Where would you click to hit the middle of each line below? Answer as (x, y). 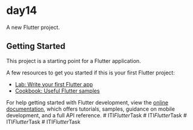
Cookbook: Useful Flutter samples (57, 91)
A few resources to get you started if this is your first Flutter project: (90, 73)
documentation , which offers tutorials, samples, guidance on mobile (90, 109)
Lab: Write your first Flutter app (54, 84)
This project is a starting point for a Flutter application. (74, 60)
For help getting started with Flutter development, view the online (87, 102)
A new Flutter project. (33, 27)
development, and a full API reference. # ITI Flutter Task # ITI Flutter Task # (96, 115)
